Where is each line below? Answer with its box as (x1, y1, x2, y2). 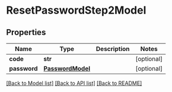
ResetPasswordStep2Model (6, 4, 146, 17)
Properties (6, 27, 46, 37)
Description (95, 45, 130, 53)
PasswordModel (43, 65, 91, 72)
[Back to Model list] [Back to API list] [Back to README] (6, 80, 142, 87)
